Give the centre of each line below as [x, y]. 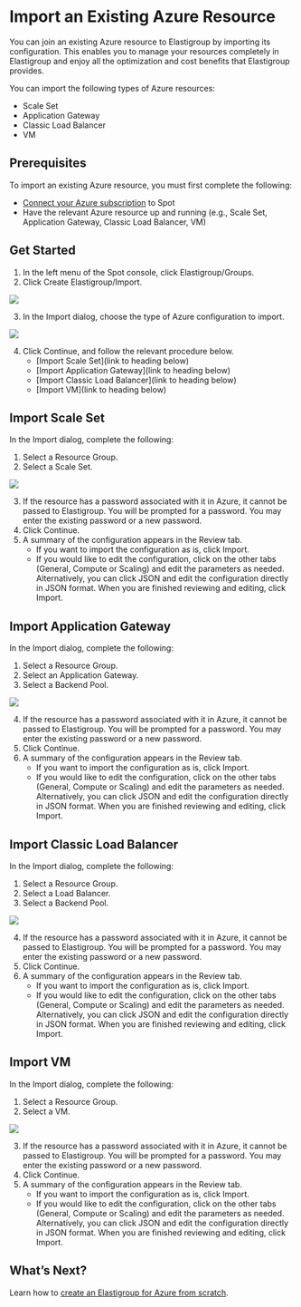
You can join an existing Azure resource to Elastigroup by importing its [140, 42]
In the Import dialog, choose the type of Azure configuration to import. [153, 316]
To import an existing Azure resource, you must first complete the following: [150, 185]
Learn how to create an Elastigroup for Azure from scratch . [119, 1292]
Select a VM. [46, 1111]
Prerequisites [48, 164]
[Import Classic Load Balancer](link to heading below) [136, 380]
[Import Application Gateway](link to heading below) [133, 370]
